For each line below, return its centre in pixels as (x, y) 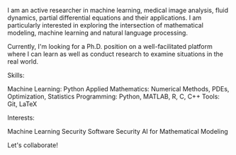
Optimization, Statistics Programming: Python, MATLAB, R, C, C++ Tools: (113, 96)
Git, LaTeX (22, 104)
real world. (23, 62)
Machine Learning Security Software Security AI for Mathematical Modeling (118, 131)
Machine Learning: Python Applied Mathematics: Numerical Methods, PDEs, (118, 89)
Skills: (16, 75)
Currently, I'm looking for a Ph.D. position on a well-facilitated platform (110, 46)
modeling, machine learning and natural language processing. (97, 33)
